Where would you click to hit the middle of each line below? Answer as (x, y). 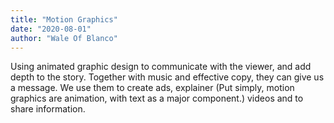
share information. (48, 109)
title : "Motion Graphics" (64, 19)
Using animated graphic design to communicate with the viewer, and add (161, 67)
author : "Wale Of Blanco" (64, 38)
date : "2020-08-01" (51, 29)
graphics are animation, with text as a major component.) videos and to (157, 98)
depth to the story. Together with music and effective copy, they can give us (167, 77)
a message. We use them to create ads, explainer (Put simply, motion (152, 88)
